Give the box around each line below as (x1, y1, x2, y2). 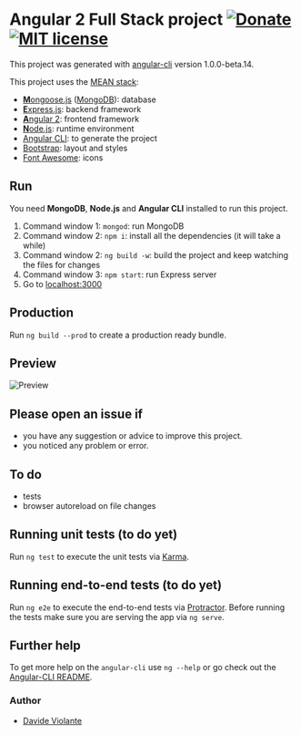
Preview (9, 356, 57, 371)
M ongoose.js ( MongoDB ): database (22, 94, 157, 105)
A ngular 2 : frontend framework (22, 113, 139, 124)
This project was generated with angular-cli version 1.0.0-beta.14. (9, 58, 255, 69)
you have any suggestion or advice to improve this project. (22, 430, 243, 441)
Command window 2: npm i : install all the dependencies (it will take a (22, 230, 281, 241)
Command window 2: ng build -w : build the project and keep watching (22, 249, 289, 260)
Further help (9, 638, 82, 654)
